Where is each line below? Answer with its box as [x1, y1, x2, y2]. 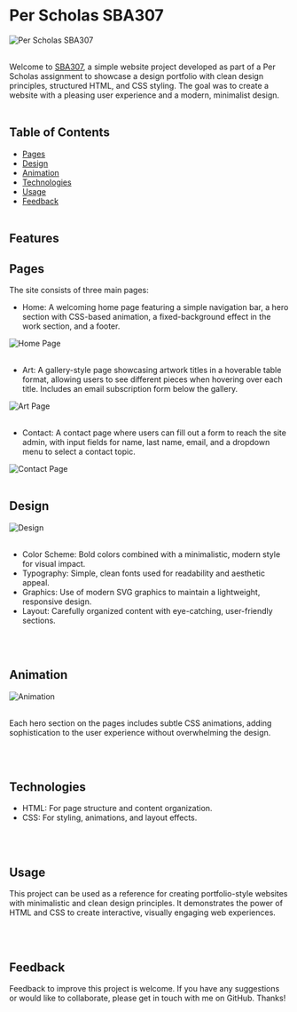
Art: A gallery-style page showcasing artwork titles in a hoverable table [21, 364, 282, 375]
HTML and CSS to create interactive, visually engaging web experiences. [9, 907, 277, 918]
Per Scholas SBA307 [9, 5, 164, 26]
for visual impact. [21, 558, 86, 569]
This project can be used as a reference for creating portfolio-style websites [9, 888, 288, 899]
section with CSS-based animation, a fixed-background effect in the [21, 311, 271, 322]
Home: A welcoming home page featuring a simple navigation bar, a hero [21, 301, 289, 312]
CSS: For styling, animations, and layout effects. [21, 812, 198, 823]
